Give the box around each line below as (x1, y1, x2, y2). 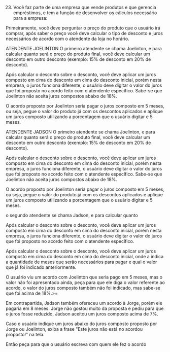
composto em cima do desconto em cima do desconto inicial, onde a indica (6, 254, 164, 259)
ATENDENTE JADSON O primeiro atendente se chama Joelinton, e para (6, 129, 155, 135)
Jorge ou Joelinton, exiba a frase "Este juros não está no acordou (6, 326, 143, 332)
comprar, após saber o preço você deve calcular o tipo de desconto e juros (6, 30, 163, 36)
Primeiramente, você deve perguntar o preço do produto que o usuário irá (6, 25, 160, 31)
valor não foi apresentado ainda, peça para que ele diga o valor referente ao (6, 279, 165, 286)
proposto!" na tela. (6, 332, 45, 337)
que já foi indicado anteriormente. (6, 264, 77, 270)
